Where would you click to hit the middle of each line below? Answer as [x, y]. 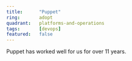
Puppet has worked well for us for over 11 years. [66, 51]
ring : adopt [30, 18]
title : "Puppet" [34, 12]
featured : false [30, 34]
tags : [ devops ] [34, 29]
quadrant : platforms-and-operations [55, 23]
